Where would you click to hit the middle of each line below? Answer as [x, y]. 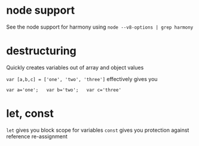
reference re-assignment [37, 136]
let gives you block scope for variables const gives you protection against [98, 130]
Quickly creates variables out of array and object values [75, 67]
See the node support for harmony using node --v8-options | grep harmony [100, 27]
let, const [30, 114]
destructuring [41, 51]
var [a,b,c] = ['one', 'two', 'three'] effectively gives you [82, 79]
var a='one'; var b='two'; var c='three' [64, 90]
